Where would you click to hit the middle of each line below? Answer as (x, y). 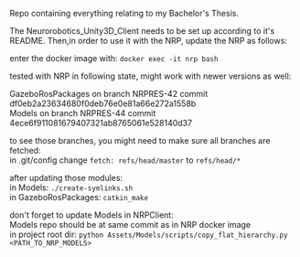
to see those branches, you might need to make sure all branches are (140, 140)
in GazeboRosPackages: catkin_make (79, 197)
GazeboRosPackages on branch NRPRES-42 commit (109, 94)
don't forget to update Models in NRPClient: (91, 215)
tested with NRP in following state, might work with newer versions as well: (150, 76)
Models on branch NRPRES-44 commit (83, 113)
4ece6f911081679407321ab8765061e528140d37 (101, 123)
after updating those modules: (66, 178)
